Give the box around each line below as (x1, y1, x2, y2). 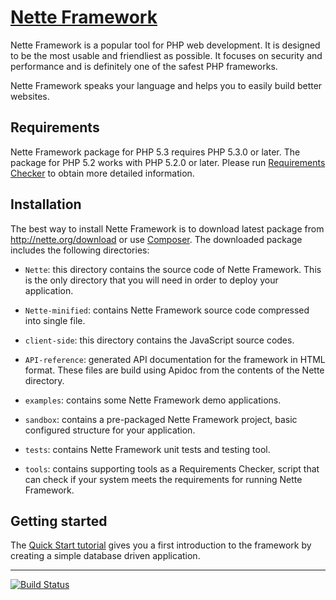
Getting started (10, 512, 108, 530)
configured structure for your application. (24, 424, 196, 436)
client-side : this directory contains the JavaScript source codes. (24, 334, 295, 346)
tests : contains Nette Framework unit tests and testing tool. (24, 443, 271, 455)
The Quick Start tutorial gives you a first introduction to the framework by (10, 539, 312, 551)
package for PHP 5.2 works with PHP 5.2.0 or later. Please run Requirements (10, 156, 326, 168)
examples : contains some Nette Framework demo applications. (24, 394, 282, 406)
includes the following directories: (10, 244, 150, 256)
